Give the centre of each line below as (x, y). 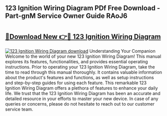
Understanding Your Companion (122, 51)
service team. (19, 109)
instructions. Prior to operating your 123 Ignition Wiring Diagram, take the (80, 67)
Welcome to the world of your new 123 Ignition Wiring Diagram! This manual (83, 56)
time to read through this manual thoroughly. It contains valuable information (84, 72)
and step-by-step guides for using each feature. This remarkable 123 (76, 83)
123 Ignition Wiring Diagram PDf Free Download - (83, 8)
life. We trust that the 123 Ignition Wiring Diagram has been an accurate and (83, 93)
